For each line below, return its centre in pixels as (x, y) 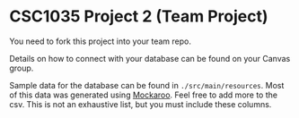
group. (22, 68)
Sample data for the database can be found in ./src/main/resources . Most (147, 85)
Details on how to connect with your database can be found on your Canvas (150, 58)
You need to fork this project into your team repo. (100, 41)
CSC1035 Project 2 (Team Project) (139, 17)
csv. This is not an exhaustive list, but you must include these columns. (141, 104)
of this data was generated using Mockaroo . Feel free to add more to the (144, 95)
